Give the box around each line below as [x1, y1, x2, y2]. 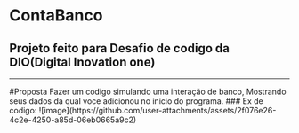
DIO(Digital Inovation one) [9, 54, 156, 69]
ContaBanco [9, 5, 103, 26]
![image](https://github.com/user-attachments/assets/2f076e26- [38, 106, 277, 115]
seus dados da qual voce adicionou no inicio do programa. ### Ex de [9, 96, 264, 106]
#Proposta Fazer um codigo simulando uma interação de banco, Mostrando [9, 86, 287, 97]
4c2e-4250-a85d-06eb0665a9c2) [9, 114, 137, 125]
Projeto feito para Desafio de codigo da [9, 41, 230, 56]
